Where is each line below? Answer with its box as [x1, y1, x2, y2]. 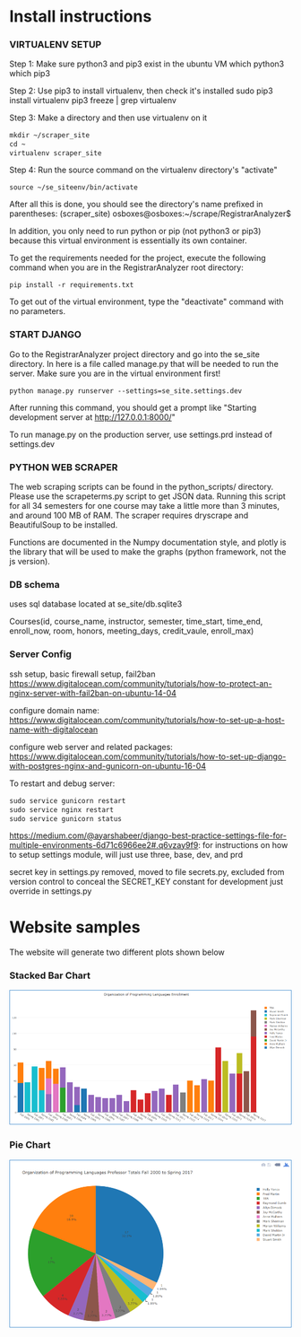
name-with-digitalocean [9, 724, 99, 735]
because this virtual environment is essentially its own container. [9, 235, 248, 246]
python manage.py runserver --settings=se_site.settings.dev [9, 386, 243, 396]
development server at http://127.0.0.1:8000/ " [9, 411, 176, 423]
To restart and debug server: [9, 778, 116, 789]
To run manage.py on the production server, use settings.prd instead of [9, 429, 273, 440]
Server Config [9, 648, 72, 660]
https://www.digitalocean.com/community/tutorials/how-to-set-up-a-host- [9, 714, 285, 725]
